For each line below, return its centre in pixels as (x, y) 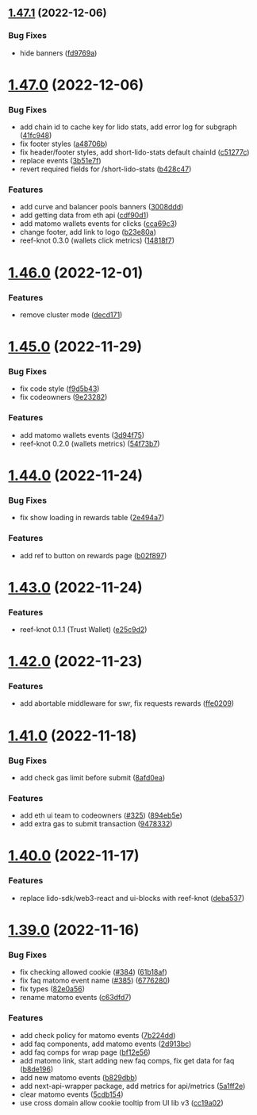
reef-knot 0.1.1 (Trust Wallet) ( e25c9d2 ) (83, 629)
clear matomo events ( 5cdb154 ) (72, 1094)
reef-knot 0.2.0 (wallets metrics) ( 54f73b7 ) (90, 443)
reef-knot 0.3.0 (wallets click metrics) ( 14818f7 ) (97, 240)
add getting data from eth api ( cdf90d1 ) (84, 215)
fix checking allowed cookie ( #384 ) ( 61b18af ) (94, 972)
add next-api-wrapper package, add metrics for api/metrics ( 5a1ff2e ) (132, 1086)
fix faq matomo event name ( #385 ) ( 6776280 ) (95, 981)
